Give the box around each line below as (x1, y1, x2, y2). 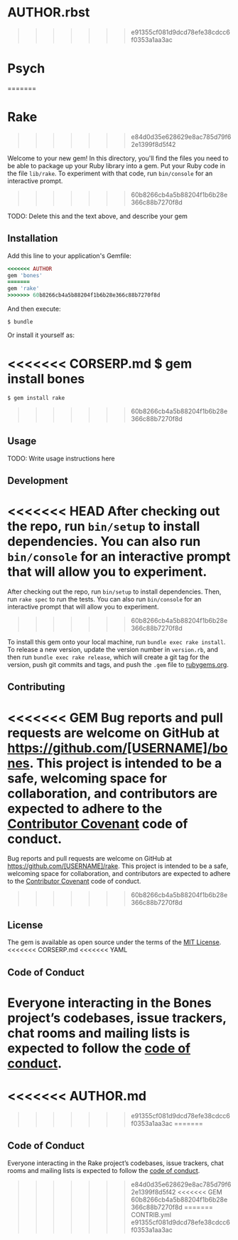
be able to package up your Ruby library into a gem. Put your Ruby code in (7, 161, 226, 170)
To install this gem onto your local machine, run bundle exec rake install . (7, 638, 226, 646)
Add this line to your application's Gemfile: (7, 251, 131, 260)
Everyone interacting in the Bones (7, 995, 212, 1011)
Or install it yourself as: (7, 331, 75, 339)
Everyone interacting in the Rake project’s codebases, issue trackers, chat (7, 1159, 224, 1167)
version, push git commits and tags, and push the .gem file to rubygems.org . (7, 661, 229, 669)
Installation (7, 232, 58, 244)
